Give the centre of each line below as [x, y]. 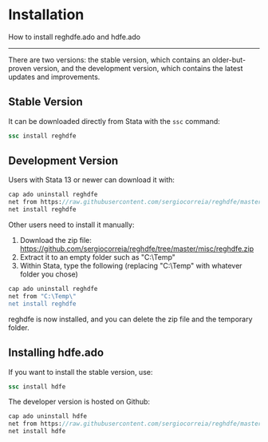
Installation [46, 15]
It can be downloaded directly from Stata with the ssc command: [114, 121]
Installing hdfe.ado [56, 353]
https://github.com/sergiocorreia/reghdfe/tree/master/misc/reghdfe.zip [137, 249]
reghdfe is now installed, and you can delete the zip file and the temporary [130, 319]
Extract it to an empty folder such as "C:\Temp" [97, 257]
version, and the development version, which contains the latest [138, 68]
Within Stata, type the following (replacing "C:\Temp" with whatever [131, 266]
